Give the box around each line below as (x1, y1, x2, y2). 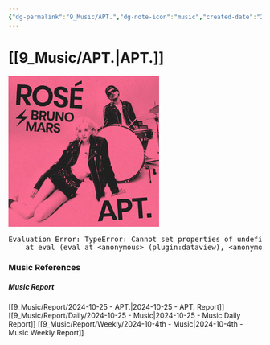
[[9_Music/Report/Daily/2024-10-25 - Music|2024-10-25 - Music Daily (8, 310, 241, 321)
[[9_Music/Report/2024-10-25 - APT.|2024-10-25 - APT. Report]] (8, 302, 225, 312)
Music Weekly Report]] (8, 328, 84, 338)
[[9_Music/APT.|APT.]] (8, 48, 165, 67)
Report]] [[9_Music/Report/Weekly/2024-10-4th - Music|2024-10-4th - (8, 319, 243, 329)
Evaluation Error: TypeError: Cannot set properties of (8, 234, 233, 244)
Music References (8, 262, 81, 273)
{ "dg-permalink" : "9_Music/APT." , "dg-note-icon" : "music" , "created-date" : (8, 13, 257, 21)
